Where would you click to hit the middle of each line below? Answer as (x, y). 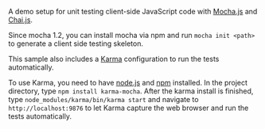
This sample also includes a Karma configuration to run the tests (114, 59)
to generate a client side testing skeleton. (76, 44)
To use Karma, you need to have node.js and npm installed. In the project (128, 83)
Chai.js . (21, 20)
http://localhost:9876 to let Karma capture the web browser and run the (129, 108)
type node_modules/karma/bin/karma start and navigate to (103, 99)
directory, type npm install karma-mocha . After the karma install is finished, (131, 91)
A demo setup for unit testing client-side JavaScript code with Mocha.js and (133, 11)
